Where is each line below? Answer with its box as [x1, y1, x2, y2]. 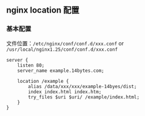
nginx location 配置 [6, 5, 79, 16]
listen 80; [17, 62, 45, 68]
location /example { [17, 78, 69, 84]
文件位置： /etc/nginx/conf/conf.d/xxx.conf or [6, 39, 124, 47]
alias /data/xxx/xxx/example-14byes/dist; [28, 83, 137, 89]
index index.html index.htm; [28, 89, 102, 95]
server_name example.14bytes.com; [17, 68, 104, 74]
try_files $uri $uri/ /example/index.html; [28, 94, 140, 100]
